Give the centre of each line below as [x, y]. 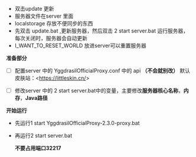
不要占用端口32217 [38, 148]
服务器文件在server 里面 [44, 16]
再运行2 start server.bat [43, 136]
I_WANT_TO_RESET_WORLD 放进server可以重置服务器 [80, 45]
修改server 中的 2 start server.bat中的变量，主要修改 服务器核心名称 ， [99, 91]
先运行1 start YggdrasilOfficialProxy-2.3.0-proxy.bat [77, 123]
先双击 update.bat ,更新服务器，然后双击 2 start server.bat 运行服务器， [102, 31]
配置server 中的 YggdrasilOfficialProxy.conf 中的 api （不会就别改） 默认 [102, 71]
